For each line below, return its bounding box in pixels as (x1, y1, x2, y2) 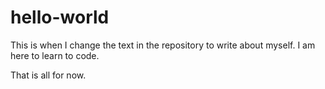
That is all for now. (10, 69, 87, 81)
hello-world (10, 6, 110, 29)
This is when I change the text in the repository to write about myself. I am (10, 39, 316, 51)
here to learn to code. (10, 49, 100, 61)
